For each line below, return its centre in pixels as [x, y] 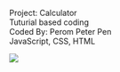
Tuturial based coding [49, 22]
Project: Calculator [43, 13]
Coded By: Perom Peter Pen [60, 32]
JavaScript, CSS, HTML [52, 41]
